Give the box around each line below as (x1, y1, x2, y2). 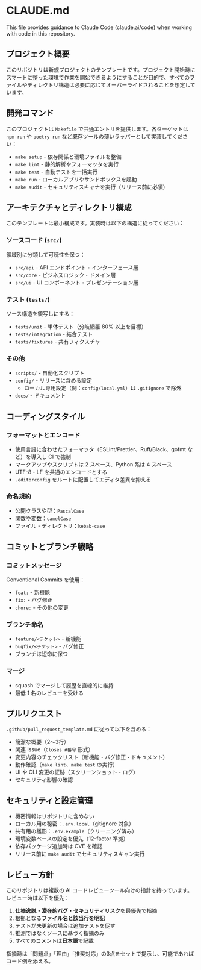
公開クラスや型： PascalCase (14, 507, 85, 515)
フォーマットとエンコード (6, 431, 81, 439)
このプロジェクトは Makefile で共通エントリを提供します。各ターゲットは (6, 125, 188, 133)
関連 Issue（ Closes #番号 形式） (14, 746, 94, 753)
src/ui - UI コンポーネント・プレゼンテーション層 (14, 278, 138, 286)
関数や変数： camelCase (14, 515, 72, 522)
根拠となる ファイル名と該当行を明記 (14, 914, 105, 922)
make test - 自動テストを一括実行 (14, 168, 98, 175)
